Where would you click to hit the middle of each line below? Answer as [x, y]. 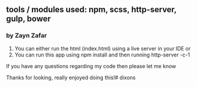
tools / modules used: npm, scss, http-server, [91, 10]
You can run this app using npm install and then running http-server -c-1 [102, 55]
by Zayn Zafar [26, 36]
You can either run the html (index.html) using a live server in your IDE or [103, 48]
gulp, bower [29, 19]
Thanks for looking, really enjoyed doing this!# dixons [71, 77]
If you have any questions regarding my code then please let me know [91, 66]
